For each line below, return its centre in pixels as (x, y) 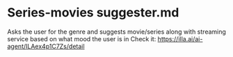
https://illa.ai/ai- (180, 38)
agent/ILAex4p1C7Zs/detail (46, 46)
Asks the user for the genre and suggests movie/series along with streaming (116, 32)
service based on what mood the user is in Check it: (82, 38)
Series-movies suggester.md (93, 13)
